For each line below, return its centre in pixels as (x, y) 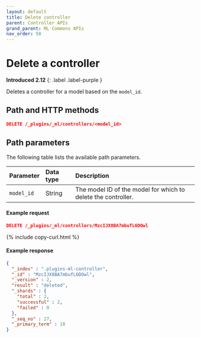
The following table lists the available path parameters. (74, 157)
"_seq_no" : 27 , (32, 319)
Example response (30, 251)
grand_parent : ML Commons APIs (45, 28)
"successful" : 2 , (40, 302)
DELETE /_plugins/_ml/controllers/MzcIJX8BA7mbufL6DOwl (77, 225)
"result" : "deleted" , (40, 285)
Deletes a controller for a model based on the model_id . (74, 92)
